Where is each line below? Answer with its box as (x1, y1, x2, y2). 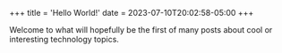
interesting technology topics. (9, 34, 119, 44)
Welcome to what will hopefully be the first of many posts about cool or (9, 25, 273, 34)
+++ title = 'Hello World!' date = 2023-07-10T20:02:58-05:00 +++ (9, 8, 254, 18)
